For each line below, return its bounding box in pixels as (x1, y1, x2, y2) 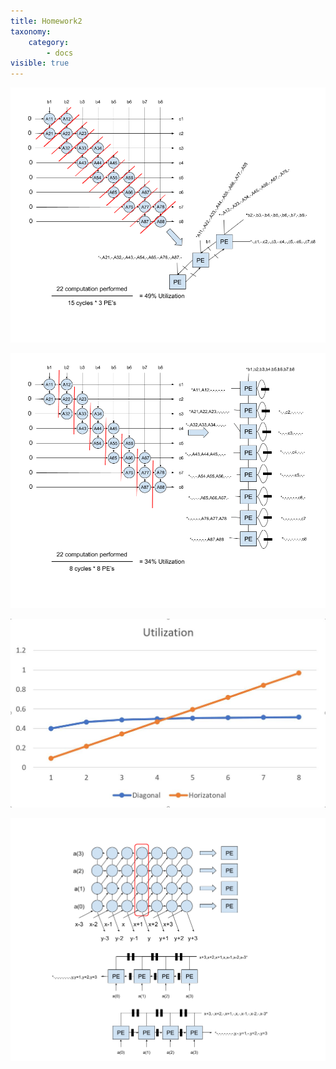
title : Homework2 (10, 16, 83, 26)
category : (28, 37, 70, 47)
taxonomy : (10, 26, 52, 37)
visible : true (10, 58, 70, 69)
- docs (46, 48, 74, 58)
